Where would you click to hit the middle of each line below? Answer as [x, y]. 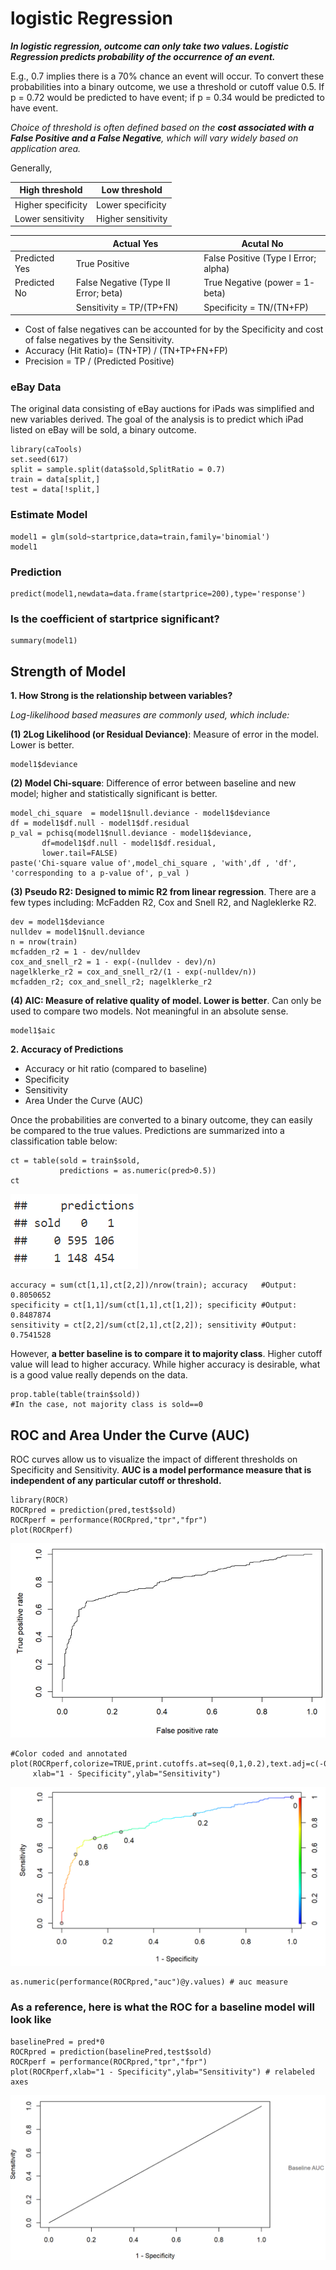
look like [31, 2020]
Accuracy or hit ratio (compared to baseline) [116, 1069]
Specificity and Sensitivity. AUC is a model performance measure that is [161, 1470]
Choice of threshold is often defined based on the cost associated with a [162, 127]
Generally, [31, 168]
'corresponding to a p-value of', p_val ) [100, 873]
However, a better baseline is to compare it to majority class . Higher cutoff [166, 1354]
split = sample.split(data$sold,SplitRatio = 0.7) [118, 470]
